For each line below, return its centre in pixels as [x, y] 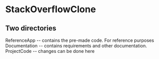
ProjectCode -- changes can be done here [50, 51]
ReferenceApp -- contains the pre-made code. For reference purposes [80, 40]
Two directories [31, 28]
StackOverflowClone [51, 9]
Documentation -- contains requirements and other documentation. [76, 46]
